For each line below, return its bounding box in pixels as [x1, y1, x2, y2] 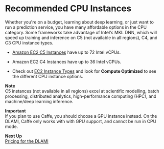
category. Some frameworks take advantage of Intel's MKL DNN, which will [5, 29, 157, 35]
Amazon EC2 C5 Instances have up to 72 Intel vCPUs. [12, 49, 121, 55]
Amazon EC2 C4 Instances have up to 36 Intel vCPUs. [12, 59, 121, 64]
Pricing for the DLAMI [5, 138, 49, 144]
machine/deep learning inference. [5, 98, 73, 104]
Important [5, 108, 26, 114]
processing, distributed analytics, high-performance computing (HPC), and [5, 93, 157, 99]
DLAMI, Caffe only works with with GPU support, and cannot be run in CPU [5, 118, 157, 124]
